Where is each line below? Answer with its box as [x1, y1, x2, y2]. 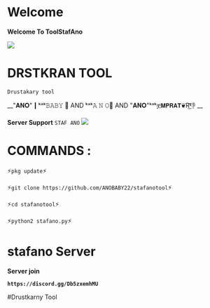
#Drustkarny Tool [7, 293, 57, 301]
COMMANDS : [7, 143, 92, 159]
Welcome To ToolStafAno [7, 27, 83, 36]
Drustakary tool [7, 88, 55, 95]
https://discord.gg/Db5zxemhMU [7, 280, 99, 288]
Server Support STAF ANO [7, 118, 80, 126]
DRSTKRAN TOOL [7, 65, 113, 81]
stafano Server [7, 243, 96, 260]
